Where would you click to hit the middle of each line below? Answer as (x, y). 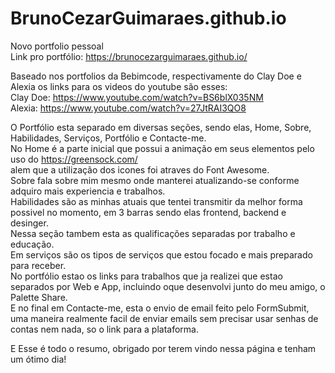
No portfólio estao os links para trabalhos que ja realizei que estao (146, 276)
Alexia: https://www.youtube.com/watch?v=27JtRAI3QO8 (128, 108)
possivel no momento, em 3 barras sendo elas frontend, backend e (148, 212)
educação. (32, 244)
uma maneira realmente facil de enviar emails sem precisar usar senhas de (164, 318)
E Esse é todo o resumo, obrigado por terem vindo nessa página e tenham (163, 348)
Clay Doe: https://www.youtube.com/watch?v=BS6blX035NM (137, 97)
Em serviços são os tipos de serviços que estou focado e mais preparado (161, 254)
